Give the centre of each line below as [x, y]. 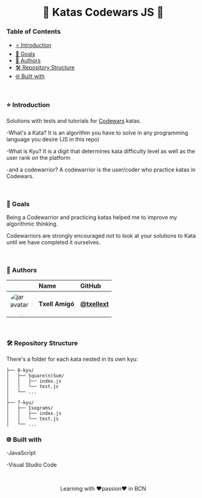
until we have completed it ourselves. [53, 242]
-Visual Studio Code [32, 464]
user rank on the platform [38, 157]
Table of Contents [34, 31]
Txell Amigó [57, 304]
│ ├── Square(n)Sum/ [35, 376]
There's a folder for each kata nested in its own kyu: [72, 359]
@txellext [95, 304]
